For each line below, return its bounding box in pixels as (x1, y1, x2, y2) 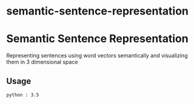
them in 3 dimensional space (6, 59, 78, 66)
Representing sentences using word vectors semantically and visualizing (6, 52, 188, 59)
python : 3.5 (6, 92, 39, 98)
